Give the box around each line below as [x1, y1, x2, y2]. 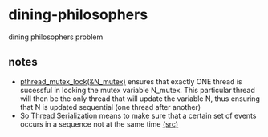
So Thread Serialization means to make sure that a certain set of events [19, 111, 257, 120]
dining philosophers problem [8, 32, 104, 42]
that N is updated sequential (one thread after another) [19, 102, 201, 111]
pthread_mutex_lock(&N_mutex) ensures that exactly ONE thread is [19, 76, 242, 86]
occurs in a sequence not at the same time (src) [19, 119, 179, 129]
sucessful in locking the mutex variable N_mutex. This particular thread [19, 85, 255, 95]
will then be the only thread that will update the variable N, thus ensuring [19, 94, 261, 103]
